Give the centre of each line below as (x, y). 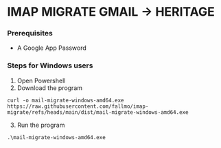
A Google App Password (52, 48)
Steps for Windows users (50, 65)
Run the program (41, 125)
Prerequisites (30, 33)
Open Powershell (41, 80)
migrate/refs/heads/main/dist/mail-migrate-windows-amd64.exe (98, 112)
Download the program (50, 88)
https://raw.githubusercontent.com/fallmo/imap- (78, 106)
